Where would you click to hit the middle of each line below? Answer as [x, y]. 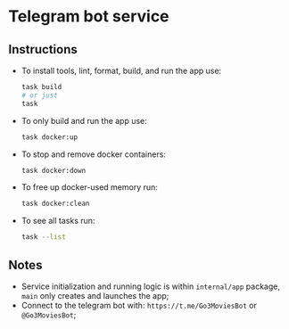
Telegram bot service [89, 16]
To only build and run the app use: [84, 120]
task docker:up [50, 137]
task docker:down [54, 170]
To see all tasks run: [58, 221]
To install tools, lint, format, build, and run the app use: [121, 70]
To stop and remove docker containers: [94, 154]
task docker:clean [55, 204]
